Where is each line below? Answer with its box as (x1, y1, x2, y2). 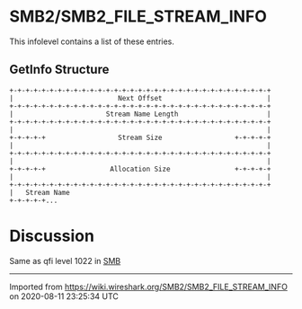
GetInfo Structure (9, 62, 110, 77)
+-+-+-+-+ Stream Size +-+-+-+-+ (9, 133, 271, 142)
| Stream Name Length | (9, 110, 271, 119)
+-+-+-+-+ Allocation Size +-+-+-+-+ (9, 164, 271, 173)
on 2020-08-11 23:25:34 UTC (9, 290, 120, 302)
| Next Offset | (9, 93, 271, 102)
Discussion (9, 225, 94, 246)
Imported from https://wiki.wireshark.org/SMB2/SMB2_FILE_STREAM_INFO (9, 281, 288, 292)
